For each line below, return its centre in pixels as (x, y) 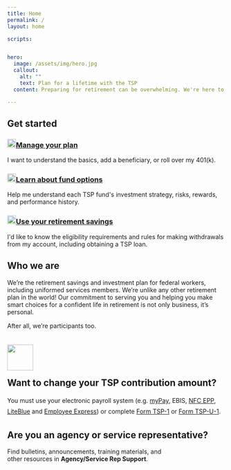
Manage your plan (47, 144)
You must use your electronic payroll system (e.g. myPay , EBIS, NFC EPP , (112, 401)
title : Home (24, 13)
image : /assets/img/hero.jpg (55, 64)
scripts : (20, 39)
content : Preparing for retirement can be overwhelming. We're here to (119, 90)
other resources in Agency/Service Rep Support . (78, 459)
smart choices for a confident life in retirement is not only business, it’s (108, 304)
